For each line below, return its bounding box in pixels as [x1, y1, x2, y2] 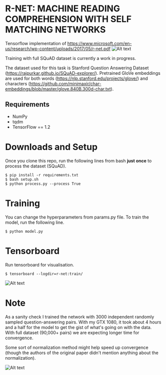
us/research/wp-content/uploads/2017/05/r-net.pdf [5, 46, 111, 52]
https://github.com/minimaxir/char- [29, 80, 102, 87]
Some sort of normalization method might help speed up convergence [5, 344, 149, 350]
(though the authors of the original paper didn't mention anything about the [5, 350, 159, 356]
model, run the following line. [5, 219, 64, 225]
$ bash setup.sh [5, 177, 39, 182]
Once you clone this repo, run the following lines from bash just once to [5, 158, 152, 163]
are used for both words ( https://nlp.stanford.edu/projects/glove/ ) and [5, 75, 148, 81]
